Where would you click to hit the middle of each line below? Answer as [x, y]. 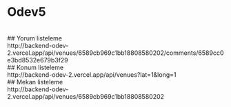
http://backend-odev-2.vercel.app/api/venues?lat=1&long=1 [92, 74]
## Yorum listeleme [34, 38]
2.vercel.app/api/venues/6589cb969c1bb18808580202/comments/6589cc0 [115, 53]
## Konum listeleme [36, 67]
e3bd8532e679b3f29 [38, 60]
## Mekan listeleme [35, 82]
